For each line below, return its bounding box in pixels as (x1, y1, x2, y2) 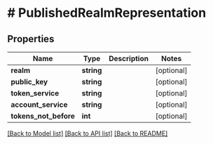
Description (108, 54, 149, 63)
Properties (7, 33, 55, 45)
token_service (11, 89, 60, 98)
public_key (11, 77, 48, 86)
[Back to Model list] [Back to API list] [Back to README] (7, 129, 168, 138)
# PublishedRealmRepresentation (7, 5, 207, 21)
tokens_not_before (11, 111, 75, 121)
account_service (11, 100, 68, 110)
